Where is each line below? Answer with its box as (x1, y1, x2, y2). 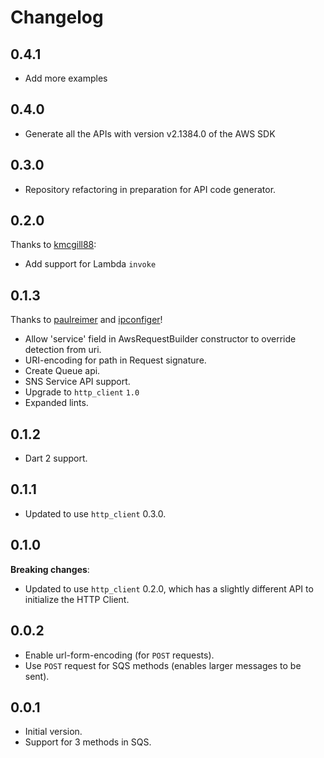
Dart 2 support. (24, 452, 88, 465)
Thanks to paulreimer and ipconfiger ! (10, 314, 163, 326)
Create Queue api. (24, 365, 101, 377)
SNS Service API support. (24, 376, 131, 388)
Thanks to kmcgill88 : (10, 239, 97, 251)
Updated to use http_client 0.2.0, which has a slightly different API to (24, 582, 314, 595)
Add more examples (24, 72, 108, 84)
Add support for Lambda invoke (24, 258, 157, 270)
